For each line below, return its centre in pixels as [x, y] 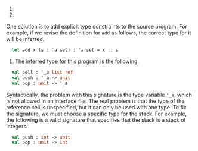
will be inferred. [25, 39]
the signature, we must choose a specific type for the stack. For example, [96, 114]
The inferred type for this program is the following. [77, 61]
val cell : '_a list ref [42, 72]
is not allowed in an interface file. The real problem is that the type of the [95, 101]
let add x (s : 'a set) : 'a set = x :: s [65, 50]
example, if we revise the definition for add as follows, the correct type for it [99, 33]
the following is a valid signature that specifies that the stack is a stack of [96, 120]
